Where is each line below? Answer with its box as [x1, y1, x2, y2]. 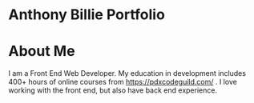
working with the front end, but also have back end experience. [8, 85, 218, 95]
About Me [8, 42, 75, 61]
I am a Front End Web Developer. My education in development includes [8, 69, 247, 78]
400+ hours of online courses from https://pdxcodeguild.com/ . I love [8, 77, 238, 87]
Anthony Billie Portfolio [8, 6, 166, 24]
